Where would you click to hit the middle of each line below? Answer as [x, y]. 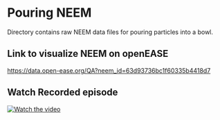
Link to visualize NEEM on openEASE [88, 54]
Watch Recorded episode [63, 93]
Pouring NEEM [49, 13]
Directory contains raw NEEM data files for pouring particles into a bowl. [110, 32]
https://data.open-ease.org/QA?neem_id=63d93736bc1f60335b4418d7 [109, 70]
